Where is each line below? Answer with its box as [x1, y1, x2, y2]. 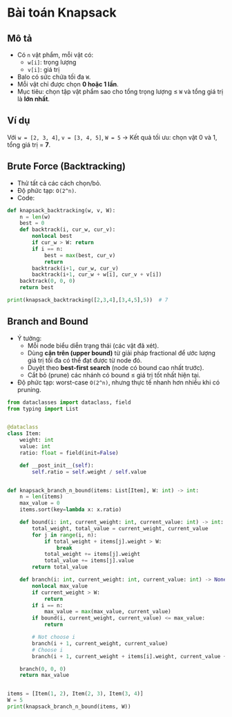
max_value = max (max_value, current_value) [43, 608, 171, 615]
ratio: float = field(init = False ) [19, 449, 119, 456]
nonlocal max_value [32, 582, 88, 589]
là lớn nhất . [17, 95, 50, 103]
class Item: [7, 430, 41, 437]
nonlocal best [32, 233, 72, 240]
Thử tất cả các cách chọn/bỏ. [17, 178, 101, 187]
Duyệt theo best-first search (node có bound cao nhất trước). [27, 363, 204, 371]
